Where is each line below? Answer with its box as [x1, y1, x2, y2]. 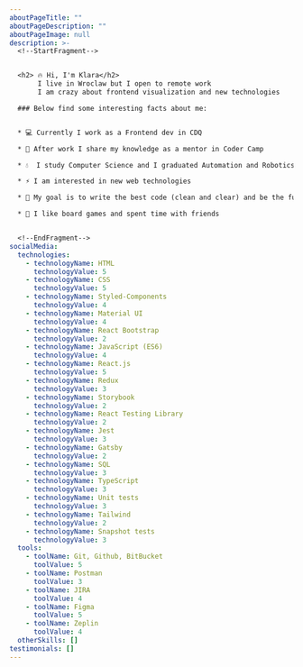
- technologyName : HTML [25, 259, 115, 268]
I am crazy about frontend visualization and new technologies [37, 87, 280, 96]
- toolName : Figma [25, 602, 95, 611]
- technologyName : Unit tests [25, 493, 140, 503]
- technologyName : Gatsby [25, 443, 124, 452]
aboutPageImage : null [9, 30, 91, 39]
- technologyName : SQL [25, 460, 111, 469]
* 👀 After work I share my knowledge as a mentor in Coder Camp [17, 144, 264, 153]
